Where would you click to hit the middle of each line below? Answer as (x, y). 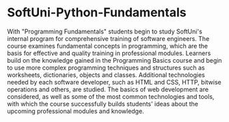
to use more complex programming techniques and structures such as (106, 67)
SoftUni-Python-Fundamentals (97, 13)
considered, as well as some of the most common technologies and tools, (111, 96)
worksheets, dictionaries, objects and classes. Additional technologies (106, 75)
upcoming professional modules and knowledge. (76, 111)
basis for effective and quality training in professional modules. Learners (109, 53)
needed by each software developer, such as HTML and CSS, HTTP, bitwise (114, 82)
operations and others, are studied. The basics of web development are (108, 89)
